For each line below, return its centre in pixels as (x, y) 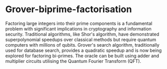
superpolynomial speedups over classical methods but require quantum (81, 40)
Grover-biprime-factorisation (69, 9)
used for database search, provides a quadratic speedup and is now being (83, 50)
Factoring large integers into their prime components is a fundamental (79, 23)
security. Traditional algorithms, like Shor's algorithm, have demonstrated (82, 34)
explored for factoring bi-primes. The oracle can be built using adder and (82, 56)
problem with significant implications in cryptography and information (78, 28)
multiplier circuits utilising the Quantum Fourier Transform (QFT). (73, 61)
